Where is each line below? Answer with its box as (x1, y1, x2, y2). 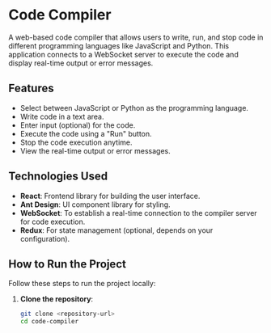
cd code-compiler (19, 318, 79, 326)
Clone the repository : (19, 294, 94, 304)
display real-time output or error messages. (8, 58, 154, 68)
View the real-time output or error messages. (19, 145, 171, 155)
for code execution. (19, 217, 86, 226)
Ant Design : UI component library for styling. (19, 200, 171, 209)
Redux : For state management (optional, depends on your (19, 225, 214, 235)
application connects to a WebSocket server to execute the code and (8, 49, 239, 59)
